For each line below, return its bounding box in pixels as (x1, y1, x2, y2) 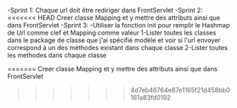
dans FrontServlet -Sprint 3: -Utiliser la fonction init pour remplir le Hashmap (7, 21, 230, 29)
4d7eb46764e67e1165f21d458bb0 (130, 86, 231, 94)
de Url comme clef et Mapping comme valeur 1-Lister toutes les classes (7, 28, 216, 37)
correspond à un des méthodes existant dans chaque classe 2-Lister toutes (7, 44, 228, 52)
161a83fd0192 (130, 93, 171, 102)
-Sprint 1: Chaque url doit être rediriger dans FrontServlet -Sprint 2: (7, 6, 203, 14)
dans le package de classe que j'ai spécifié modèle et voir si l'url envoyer (7, 36, 221, 44)
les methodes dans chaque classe (7, 51, 107, 59)
